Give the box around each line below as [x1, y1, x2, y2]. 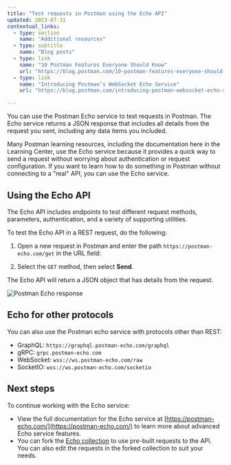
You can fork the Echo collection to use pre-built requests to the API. [16, 436, 212, 445]
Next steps [7, 383, 55, 395]
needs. [16, 451, 37, 459]
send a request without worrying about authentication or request [7, 155, 190, 163]
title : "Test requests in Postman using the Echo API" [7, 10, 168, 17]
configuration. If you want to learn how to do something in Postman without [7, 162, 221, 170]
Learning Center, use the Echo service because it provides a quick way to [7, 148, 216, 156]
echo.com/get [16, 250, 55, 257]
